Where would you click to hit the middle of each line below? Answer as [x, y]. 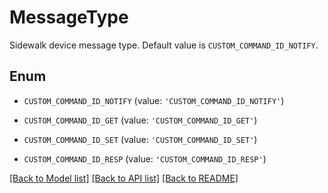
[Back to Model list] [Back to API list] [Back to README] [124, 178]
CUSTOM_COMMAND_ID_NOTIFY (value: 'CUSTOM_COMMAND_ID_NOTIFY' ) [154, 100]
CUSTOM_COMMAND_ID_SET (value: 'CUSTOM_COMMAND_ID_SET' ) [140, 139]
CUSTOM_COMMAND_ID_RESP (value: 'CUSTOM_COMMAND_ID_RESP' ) [145, 158]
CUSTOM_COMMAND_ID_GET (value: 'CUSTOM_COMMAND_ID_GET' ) [140, 120]
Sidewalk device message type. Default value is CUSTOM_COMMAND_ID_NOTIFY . [164, 45]
